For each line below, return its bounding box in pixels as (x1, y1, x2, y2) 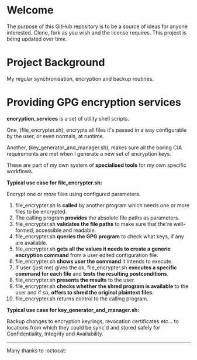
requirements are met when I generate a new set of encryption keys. (6, 150, 172, 157)
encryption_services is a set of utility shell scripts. (6, 115, 129, 122)
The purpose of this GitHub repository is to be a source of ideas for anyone (6, 23, 188, 30)
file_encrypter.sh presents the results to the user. (15, 276, 136, 283)
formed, (15, 227, 34, 234)
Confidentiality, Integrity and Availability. (6, 330, 104, 337)
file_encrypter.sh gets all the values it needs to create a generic (15, 245, 171, 252)
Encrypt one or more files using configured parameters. (6, 190, 141, 197)
